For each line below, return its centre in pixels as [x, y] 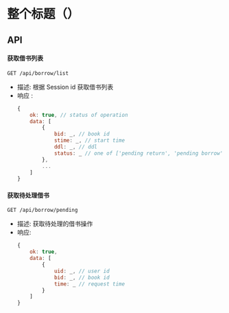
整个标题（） [44, 14]
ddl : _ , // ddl [75, 147]
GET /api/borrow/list [38, 73]
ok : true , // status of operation [79, 115]
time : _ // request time [89, 284]
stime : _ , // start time [89, 141]
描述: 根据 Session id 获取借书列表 [65, 87]
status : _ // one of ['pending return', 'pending [126, 153]
